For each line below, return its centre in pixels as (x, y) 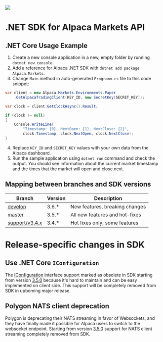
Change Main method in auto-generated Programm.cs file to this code (82, 78)
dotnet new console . (33, 63)
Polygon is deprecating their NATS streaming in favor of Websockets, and (80, 318)
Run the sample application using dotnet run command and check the (83, 158)
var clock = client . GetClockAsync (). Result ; (52, 106)
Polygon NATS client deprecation (57, 306)
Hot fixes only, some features (104, 223)
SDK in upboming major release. (38, 291)
